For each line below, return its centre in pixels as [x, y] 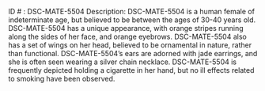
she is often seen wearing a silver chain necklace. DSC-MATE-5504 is [123, 62]
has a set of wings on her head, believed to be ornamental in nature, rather [130, 45]
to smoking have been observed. [62, 79]
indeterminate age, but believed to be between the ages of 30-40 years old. [132, 20]
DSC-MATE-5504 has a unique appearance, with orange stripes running [126, 28]
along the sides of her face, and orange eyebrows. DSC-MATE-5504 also [127, 36]
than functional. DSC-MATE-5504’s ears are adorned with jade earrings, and [133, 53]
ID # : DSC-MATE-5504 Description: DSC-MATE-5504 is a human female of [132, 11]
